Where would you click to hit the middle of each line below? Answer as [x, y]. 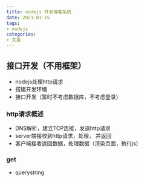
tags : [13, 23]
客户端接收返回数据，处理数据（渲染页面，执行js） [78, 143]
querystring [29, 172]
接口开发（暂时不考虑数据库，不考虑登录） [68, 97]
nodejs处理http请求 [39, 82]
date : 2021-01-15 [28, 18]
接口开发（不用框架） [46, 66]
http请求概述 [25, 114]
